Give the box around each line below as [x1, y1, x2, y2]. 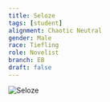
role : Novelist [8, 49, 59, 57]
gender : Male [8, 33, 52, 42]
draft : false [8, 64, 52, 72]
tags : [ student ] [8, 19, 63, 27]
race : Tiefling [8, 41, 59, 49]
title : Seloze [8, 11, 56, 20]
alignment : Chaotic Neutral [8, 26, 103, 34]
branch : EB [8, 57, 45, 65]
